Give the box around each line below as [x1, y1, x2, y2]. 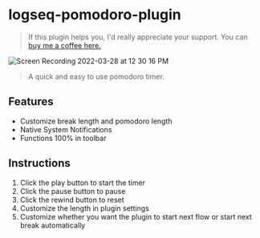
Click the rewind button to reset [19, 195, 124, 204]
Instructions [8, 156, 71, 170]
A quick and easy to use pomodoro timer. [27, 71, 165, 81]
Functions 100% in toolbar [19, 133, 107, 143]
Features [8, 95, 54, 109]
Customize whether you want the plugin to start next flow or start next [19, 212, 253, 221]
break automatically [19, 220, 86, 230]
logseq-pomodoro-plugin [8, 6, 182, 24]
